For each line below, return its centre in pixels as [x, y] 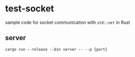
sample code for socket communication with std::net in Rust [67, 22]
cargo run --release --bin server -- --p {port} [56, 49]
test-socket [30, 9]
